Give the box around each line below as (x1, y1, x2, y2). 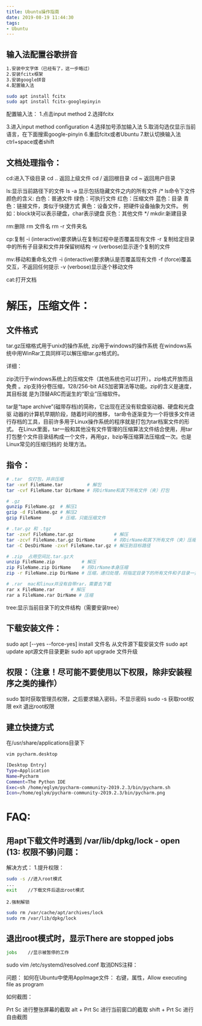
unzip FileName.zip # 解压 (6, 559, 96, 565)
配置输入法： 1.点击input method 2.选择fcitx (6, 111, 114, 118)
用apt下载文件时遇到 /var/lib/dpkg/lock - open (6, 835, 180, 846)
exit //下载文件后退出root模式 (6, 887, 85, 893)
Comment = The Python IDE (6, 779, 66, 785)
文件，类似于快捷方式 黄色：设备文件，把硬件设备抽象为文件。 (26, 203, 182, 210)
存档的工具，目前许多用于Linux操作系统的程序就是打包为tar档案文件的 (11, 418, 185, 426)
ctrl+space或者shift (6, 138, 55, 145)
